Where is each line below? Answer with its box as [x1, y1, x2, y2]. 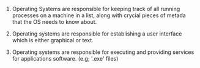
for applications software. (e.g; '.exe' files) [12, 55, 119, 62]
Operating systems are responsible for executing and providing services [12, 48, 194, 56]
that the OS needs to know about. [12, 18, 97, 25]
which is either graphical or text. [12, 37, 94, 43]
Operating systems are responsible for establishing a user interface [12, 30, 182, 37]
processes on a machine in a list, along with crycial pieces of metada [12, 12, 187, 19]
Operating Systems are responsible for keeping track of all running [12, 6, 180, 12]
